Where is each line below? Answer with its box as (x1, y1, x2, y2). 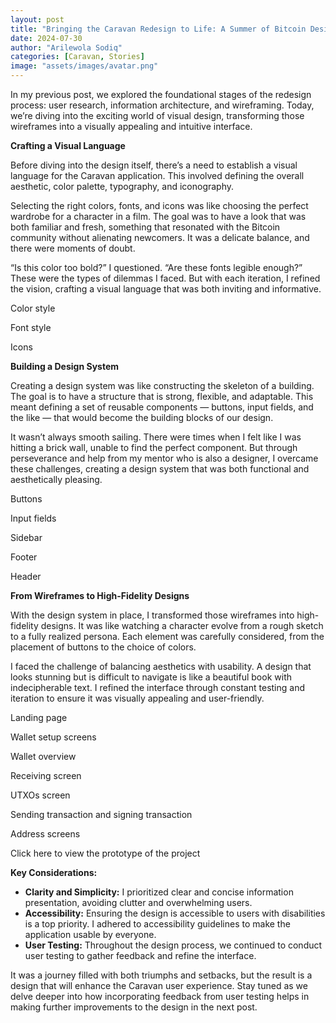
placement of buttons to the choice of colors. (10, 641, 197, 653)
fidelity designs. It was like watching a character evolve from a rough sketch (10, 620, 324, 631)
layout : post (10, 14, 65, 25)
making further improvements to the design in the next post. (10, 1001, 258, 1013)
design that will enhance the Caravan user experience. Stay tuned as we (10, 980, 308, 991)
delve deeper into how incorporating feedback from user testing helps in (10, 991, 310, 1002)
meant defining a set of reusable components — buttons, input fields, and (10, 401, 314, 413)
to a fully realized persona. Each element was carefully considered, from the (10, 631, 325, 642)
